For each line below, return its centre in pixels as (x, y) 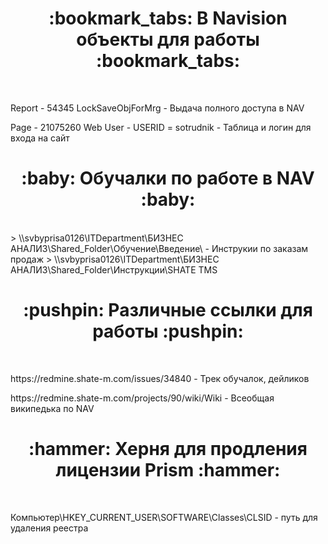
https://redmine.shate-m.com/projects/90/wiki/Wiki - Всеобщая (142, 398)
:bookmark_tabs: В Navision (168, 18)
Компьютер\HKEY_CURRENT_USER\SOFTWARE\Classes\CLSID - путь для (164, 517)
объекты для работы (168, 39)
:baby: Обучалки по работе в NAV (168, 178)
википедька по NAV (52, 408)
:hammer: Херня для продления (168, 449)
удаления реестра (49, 528)
